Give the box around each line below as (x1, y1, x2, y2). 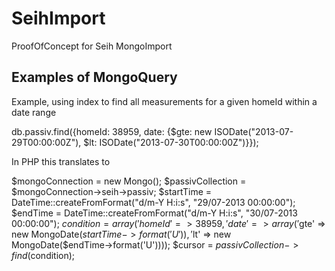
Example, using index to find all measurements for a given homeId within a (11, 95, 318, 107)
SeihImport (11, 7, 106, 30)
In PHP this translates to (11, 155, 111, 167)
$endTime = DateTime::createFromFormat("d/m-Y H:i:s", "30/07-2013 (11, 207, 298, 219)
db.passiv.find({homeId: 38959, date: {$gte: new (11, 125, 213, 137)
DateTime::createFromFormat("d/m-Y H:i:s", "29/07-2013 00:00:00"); (11, 196, 296, 208)
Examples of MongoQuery (11, 69, 178, 86)
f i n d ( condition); (11, 249, 76, 261)
